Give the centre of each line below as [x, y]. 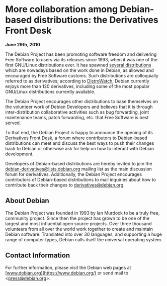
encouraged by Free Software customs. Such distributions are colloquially [82, 75]
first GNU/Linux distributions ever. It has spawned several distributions [78, 65]
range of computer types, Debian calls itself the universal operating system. [84, 239]
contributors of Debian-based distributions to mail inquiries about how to [80, 179]
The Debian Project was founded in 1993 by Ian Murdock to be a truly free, [82, 213]
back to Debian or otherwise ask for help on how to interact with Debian [80, 148]
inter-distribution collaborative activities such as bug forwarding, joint [77, 112]
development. [19, 154]
